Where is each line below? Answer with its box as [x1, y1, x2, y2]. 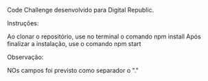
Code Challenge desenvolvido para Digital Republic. [7, 6, 154, 14]
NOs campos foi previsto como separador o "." [7, 67, 139, 74]
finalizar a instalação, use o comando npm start [7, 40, 142, 47]
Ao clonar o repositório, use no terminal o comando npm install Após [7, 32, 201, 40]
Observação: [7, 53, 44, 61]
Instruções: [7, 19, 39, 27]
